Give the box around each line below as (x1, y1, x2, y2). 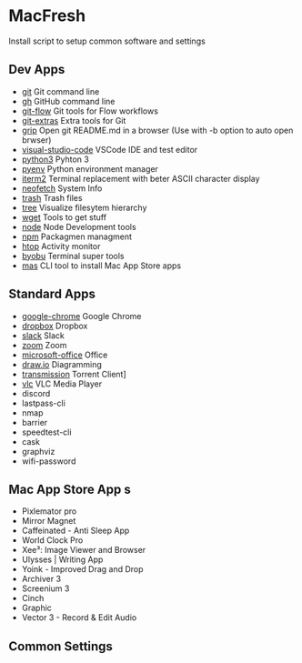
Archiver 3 (21, 574, 61, 585)
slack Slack (21, 329, 65, 341)
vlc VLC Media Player (21, 378, 102, 389)
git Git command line (21, 85, 100, 96)
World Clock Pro (21, 535, 84, 546)
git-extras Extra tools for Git (21, 115, 126, 126)
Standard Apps (8, 286, 96, 302)
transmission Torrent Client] (21, 368, 126, 379)
